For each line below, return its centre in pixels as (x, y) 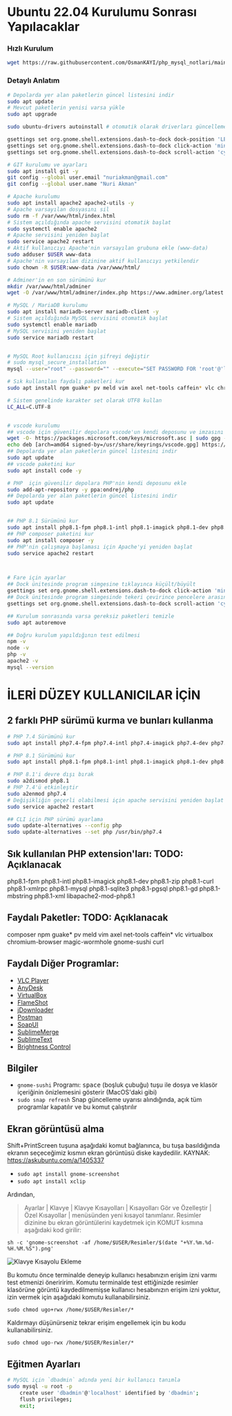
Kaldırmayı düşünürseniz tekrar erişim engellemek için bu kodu (97, 1323)
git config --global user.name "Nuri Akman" (72, 184)
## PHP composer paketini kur (51, 534)
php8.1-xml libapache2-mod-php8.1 (85, 895)
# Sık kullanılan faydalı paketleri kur (66, 382)
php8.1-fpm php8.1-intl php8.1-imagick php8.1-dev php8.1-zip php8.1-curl (110, 881)
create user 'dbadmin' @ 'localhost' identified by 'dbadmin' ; (109, 1393)
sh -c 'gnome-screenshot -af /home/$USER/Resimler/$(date (92, 1243)
